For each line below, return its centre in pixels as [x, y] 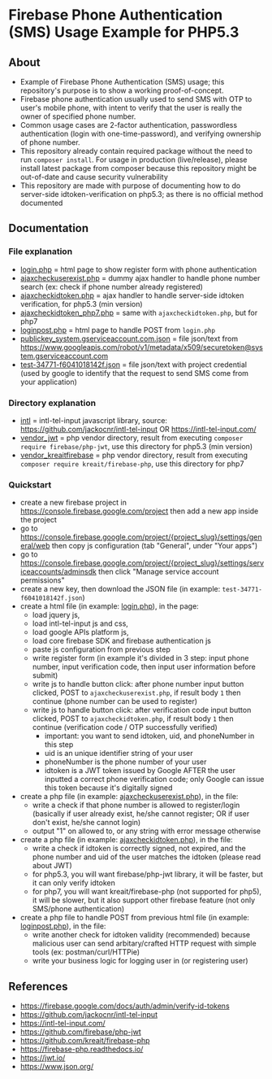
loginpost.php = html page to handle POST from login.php [118, 330]
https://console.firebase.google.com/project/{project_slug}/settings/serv [142, 563]
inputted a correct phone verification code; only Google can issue [154, 780]
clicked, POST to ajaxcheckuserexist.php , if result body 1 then [136, 692]
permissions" [42, 580]
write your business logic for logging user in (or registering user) [140, 961]
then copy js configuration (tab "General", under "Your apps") [155, 546]
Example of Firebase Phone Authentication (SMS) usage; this [122, 82]
